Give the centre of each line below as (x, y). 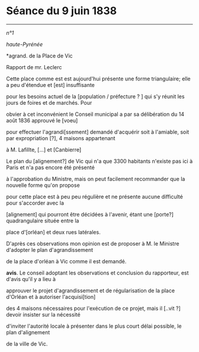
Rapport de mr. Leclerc (34, 67)
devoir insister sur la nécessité (44, 314)
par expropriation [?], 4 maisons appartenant (61, 138)
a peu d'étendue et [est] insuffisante (50, 85)
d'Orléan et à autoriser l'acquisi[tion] (51, 296)
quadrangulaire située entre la (43, 221)
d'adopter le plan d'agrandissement (50, 250)
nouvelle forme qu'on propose (43, 185)
